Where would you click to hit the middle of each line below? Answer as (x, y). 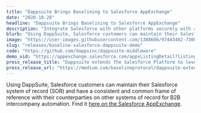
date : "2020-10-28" (31, 17)
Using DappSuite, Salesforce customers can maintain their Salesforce (92, 85)
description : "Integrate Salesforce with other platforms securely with (99, 29)
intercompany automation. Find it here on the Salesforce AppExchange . (94, 104)
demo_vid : (19, 56)
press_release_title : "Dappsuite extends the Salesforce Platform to (95, 62)
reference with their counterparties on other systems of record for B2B (93, 97)
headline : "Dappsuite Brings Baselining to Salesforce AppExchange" (93, 23)
